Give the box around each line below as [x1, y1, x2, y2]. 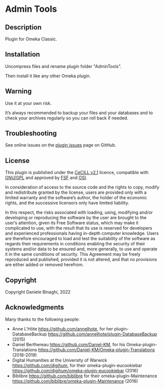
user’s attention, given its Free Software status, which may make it [5, 220, 139, 226]
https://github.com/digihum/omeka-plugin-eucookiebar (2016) [12, 367, 139, 373]
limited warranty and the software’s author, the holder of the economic [5, 195, 147, 201]
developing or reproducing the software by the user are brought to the [5, 215, 147, 221]
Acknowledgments [5, 303, 65, 312]
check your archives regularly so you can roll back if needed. [5, 115, 129, 121]
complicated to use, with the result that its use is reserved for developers [5, 225, 153, 231]
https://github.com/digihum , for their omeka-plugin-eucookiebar [12, 362, 142, 368]
